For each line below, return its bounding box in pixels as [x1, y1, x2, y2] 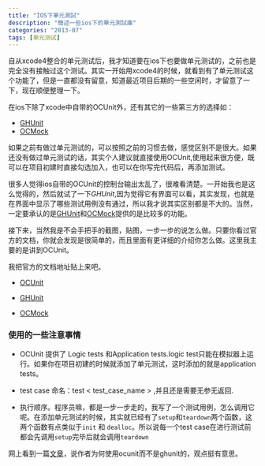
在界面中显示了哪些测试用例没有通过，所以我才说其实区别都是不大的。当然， [8, 199, 257, 209]
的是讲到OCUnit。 [14, 245, 73, 255]
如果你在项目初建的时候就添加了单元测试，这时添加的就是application [33, 359, 256, 368]
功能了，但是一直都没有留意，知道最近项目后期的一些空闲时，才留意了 [14, 76, 243, 85]
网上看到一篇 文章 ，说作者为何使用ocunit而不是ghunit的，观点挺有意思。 [8, 449, 243, 458]
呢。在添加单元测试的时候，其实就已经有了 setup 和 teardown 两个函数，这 [19, 412, 252, 422]
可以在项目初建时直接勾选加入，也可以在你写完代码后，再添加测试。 [8, 162, 230, 172]
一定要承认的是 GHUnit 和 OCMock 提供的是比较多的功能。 [8, 209, 192, 218]
